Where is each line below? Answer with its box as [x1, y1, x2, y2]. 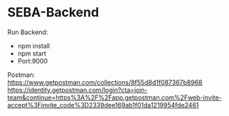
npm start [17, 49, 46, 58]
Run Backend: [7, 28, 48, 36]
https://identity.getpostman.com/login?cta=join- [7, 85, 148, 94]
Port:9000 [17, 56, 48, 65]
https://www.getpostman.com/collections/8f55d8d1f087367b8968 [7, 78, 203, 86]
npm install [17, 41, 50, 50]
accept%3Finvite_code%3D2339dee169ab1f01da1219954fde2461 [7, 100, 199, 109]
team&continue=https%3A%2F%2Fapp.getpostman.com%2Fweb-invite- [7, 93, 222, 102]
